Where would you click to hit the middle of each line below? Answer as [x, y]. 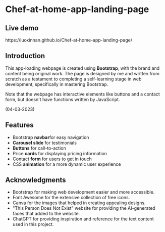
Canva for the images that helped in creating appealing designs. [79, 203]
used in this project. [33, 224]
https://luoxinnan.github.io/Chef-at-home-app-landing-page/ [69, 40]
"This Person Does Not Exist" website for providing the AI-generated [84, 208]
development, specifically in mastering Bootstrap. [57, 84]
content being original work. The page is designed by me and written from [82, 73]
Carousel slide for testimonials [45, 143]
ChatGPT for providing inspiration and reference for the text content [83, 219]
